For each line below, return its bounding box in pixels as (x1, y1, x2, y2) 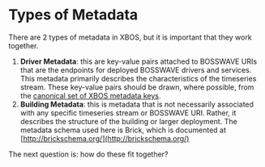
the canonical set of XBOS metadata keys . (19, 90, 161, 100)
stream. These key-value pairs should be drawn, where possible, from (19, 82, 254, 92)
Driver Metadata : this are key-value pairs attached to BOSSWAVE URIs (19, 56, 258, 66)
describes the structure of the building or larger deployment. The (19, 116, 237, 126)
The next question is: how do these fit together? (8, 149, 169, 159)
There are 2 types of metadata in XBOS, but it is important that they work (8, 32, 253, 42)
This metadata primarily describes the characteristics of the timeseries (19, 73, 257, 83)
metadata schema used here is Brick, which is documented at (19, 125, 227, 135)
